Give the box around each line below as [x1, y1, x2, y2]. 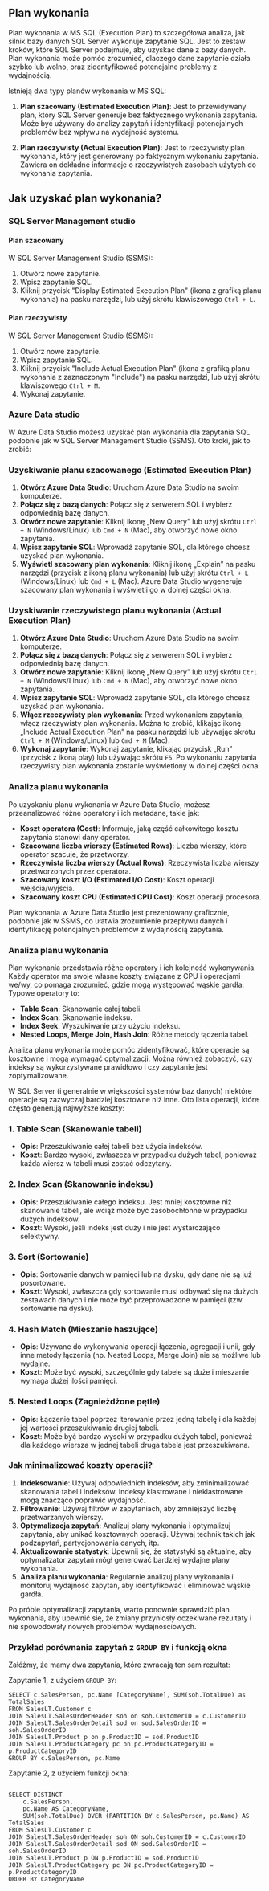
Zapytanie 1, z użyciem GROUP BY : [8, 1676, 117, 1685]
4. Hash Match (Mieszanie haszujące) [8, 1323, 159, 1335]
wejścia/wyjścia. [19, 883, 75, 893]
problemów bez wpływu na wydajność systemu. [19, 127, 179, 137]
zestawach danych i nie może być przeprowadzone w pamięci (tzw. [19, 1294, 244, 1304]
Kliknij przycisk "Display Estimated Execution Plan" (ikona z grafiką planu [19, 286, 262, 295]
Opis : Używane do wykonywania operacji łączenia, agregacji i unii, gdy [19, 1342, 255, 1351]
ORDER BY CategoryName [8, 1875, 84, 1884]
